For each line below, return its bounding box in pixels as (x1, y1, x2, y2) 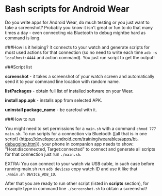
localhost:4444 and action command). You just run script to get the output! (5, 54, 155, 60)
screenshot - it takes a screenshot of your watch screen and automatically (5, 73, 155, 79)
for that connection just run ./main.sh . (5, 151, 81, 157)
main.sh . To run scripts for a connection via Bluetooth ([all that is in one (5, 131, 147, 136)
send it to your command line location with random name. (5, 79, 120, 84)
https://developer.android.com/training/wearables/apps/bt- (20, 136, 139, 142)
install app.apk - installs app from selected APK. (5, 97, 103, 103)
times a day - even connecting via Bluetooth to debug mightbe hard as (5, 30, 146, 35)
